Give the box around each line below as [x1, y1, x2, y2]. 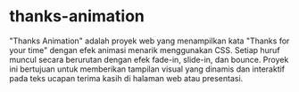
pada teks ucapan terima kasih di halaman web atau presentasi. [9, 73, 244, 83]
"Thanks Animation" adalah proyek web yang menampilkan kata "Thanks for [9, 35, 290, 46]
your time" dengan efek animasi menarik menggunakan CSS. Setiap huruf [9, 44, 280, 55]
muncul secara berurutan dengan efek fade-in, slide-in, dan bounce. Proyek [9, 54, 289, 65]
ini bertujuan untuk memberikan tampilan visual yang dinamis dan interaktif [9, 64, 286, 74]
